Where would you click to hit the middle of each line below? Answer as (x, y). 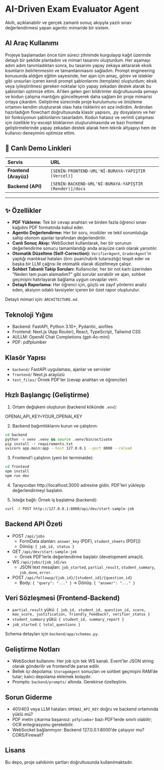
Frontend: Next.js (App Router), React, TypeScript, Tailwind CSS (76, 332)
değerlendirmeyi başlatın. (38, 490)
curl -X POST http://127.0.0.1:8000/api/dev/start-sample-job (70, 509)
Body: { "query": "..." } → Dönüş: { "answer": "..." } (77, 583)
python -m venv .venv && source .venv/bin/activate (59, 439)
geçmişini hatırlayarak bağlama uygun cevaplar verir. (65, 279)
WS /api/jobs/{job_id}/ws (39, 562)
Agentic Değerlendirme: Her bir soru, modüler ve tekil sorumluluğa (80, 233)
